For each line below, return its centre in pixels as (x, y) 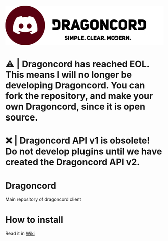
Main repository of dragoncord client (43, 199)
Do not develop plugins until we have (84, 152)
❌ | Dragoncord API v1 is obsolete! (78, 140)
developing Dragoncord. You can (75, 85)
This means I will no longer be (69, 75)
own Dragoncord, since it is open (75, 107)
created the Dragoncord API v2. (73, 162)
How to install (34, 220)
